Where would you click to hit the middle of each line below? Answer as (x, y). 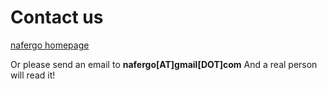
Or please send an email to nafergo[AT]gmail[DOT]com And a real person (164, 64)
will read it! (33, 75)
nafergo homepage (50, 45)
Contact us (57, 17)
